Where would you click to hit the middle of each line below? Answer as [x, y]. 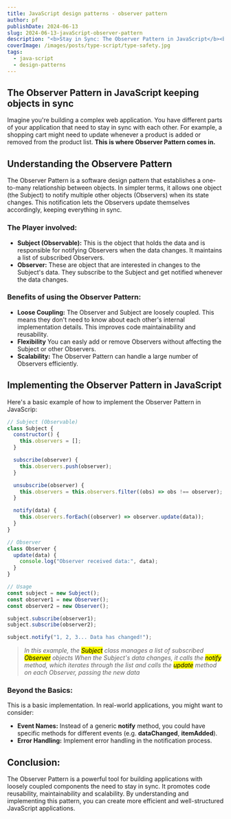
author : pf [23, 20]
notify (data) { [35, 511]
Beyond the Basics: [40, 691]
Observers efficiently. [47, 364]
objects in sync [41, 104]
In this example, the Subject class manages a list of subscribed [114, 651]
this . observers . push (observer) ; [66, 466]
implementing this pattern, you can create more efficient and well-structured [115, 801]
